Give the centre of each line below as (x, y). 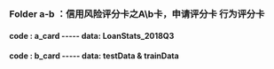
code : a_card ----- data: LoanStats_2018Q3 (92, 35)
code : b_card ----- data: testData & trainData (94, 56)
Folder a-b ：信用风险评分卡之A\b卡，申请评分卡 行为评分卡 (137, 13)
